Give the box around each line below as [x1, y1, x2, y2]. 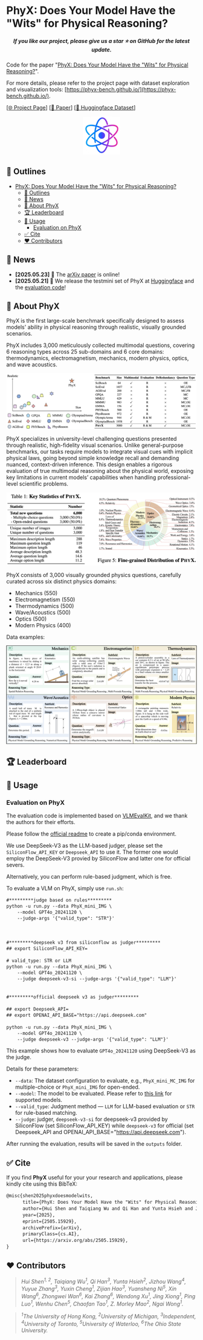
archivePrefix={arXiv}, [22, 1224, 83, 1231]
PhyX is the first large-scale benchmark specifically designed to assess [6, 317, 184, 325]
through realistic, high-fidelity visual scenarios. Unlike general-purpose [6, 441, 184, 449]
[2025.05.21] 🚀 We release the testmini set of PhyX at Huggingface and [14, 277, 195, 285]
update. [91, 46, 112, 53]
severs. [6, 861, 25, 869]
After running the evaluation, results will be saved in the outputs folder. [6, 1140, 182, 1147]
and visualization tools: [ [6, 86, 67, 93]
